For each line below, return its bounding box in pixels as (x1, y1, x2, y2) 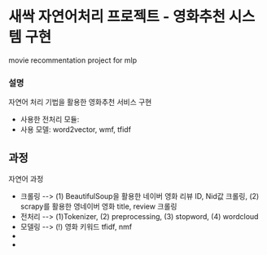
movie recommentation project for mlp (8, 55, 138, 65)
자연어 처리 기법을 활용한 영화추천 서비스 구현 (8, 97, 152, 107)
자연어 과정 (8, 174, 44, 184)
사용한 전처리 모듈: (20, 115, 80, 125)
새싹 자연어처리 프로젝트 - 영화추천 (8, 7, 226, 26)
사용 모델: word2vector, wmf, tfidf (20, 125, 132, 134)
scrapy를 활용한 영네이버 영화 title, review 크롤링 (20, 201, 177, 212)
